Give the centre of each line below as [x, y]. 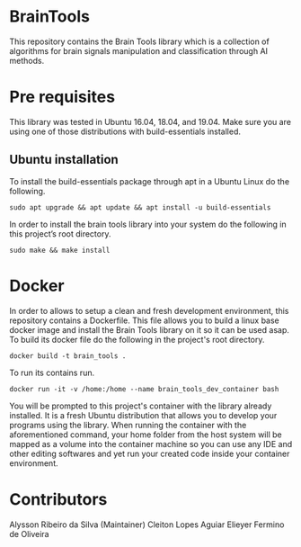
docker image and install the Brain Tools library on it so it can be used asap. [149, 329]
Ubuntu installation [64, 160]
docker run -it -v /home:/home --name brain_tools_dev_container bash [144, 389]
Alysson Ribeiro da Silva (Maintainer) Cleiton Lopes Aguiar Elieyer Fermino [147, 525]
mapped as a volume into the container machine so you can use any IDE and [151, 444]
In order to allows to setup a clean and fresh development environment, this [149, 310]
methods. [27, 60]
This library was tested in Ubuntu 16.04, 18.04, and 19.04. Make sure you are [150, 121]
